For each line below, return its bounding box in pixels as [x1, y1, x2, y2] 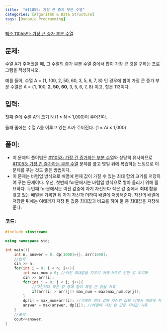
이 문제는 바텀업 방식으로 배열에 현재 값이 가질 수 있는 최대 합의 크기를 [12, 173, 148, 179]
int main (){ [5, 247, 30, 252]
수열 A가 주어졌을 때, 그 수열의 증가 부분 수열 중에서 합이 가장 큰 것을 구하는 [5, 61, 151, 67]
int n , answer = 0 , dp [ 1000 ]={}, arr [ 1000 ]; [14, 252, 108, 257]
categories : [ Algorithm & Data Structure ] [5, 12, 94, 17]
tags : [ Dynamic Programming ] [5, 16, 66, 21]
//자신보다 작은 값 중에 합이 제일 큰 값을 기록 [31, 284, 116, 289]
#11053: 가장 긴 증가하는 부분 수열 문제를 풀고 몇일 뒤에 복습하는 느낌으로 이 [12, 161, 159, 166]
